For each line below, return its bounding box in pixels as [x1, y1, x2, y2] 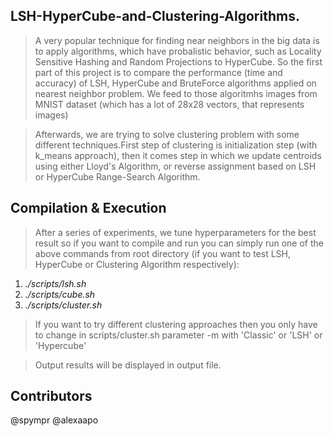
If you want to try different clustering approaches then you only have [34, 318, 318, 330]
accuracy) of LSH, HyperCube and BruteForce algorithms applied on [34, 77, 317, 89]
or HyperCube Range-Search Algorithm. [34, 170, 201, 183]
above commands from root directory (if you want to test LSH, [34, 247, 292, 259]
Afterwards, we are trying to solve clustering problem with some [34, 128, 300, 140]
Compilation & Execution [10, 200, 167, 217]
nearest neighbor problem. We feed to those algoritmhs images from [34, 87, 318, 99]
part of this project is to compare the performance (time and [34, 66, 283, 78]
